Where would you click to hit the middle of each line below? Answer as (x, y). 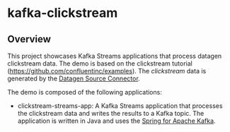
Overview (29, 39)
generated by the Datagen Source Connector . (74, 78)
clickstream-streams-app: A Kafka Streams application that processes (120, 106)
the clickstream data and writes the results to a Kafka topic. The (111, 113)
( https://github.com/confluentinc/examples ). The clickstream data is (107, 71)
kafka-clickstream (63, 13)
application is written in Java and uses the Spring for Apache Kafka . (116, 121)
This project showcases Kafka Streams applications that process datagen (115, 56)
